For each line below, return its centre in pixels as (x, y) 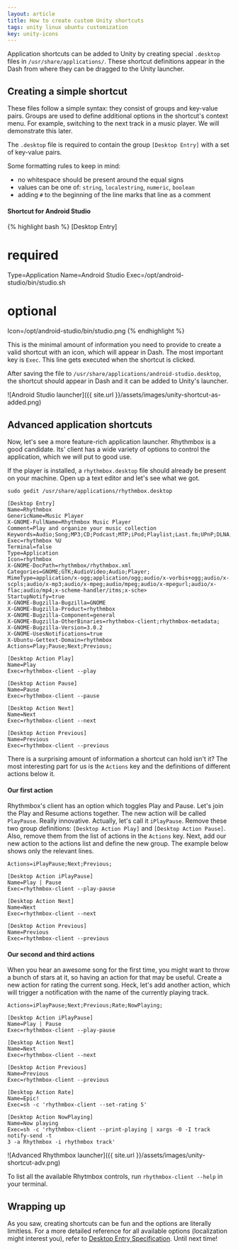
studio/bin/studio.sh (36, 283)
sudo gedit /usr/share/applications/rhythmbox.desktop (90, 491)
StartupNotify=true (36, 597)
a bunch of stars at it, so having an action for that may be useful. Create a (115, 978)
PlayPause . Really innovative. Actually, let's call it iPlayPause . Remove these (117, 821)
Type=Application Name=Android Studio (66, 275)
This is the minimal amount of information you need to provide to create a (114, 345)
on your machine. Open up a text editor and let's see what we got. (104, 478)
